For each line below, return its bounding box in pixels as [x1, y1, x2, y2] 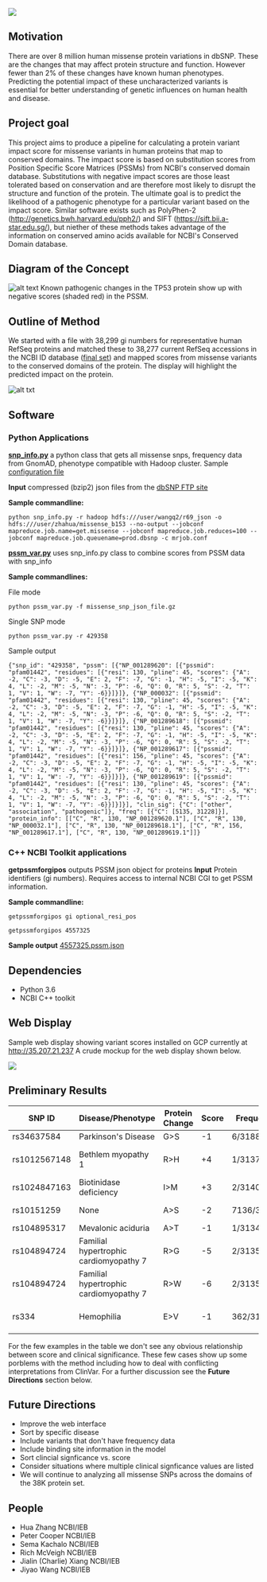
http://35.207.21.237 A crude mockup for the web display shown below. [8, 1046, 242, 1055]
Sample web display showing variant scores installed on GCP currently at [8, 1037, 248, 1046]
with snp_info [8, 556, 52, 566]
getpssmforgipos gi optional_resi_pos [8, 913, 137, 921]
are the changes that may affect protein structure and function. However [8, 60, 246, 69]
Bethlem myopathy [79, 1148, 149, 1159]
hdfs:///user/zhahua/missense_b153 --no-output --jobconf [8, 520, 204, 528]
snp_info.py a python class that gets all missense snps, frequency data [8, 450, 242, 459]
